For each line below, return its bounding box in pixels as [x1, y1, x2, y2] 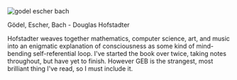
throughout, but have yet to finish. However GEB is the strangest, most [7, 57, 214, 65]
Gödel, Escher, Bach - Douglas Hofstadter [7, 21, 130, 29]
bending [7, 50, 32, 57]
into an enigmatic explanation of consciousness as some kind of [7, 42, 195, 50]
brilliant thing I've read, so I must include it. [7, 64, 133, 73]
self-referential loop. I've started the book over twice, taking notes [33, 50, 227, 57]
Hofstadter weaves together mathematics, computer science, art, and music [7, 35, 231, 42]
